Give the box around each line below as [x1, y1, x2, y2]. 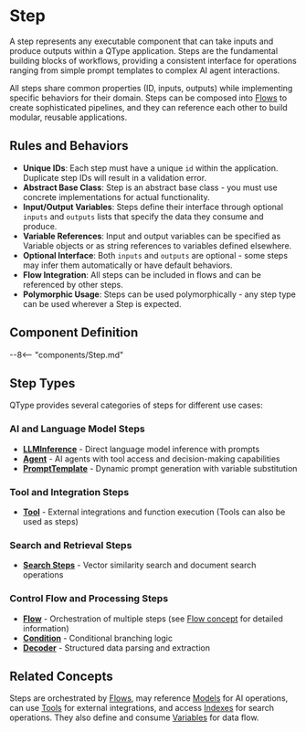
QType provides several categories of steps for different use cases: [9, 399, 263, 411]
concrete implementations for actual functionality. [22, 191, 210, 202]
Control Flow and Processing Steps [9, 592, 169, 605]
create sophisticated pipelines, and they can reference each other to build [9, 101, 288, 112]
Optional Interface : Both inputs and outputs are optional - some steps [22, 249, 289, 260]
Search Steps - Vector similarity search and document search [22, 559, 257, 571]
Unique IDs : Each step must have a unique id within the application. [22, 162, 279, 174]
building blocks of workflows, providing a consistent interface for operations [9, 55, 297, 66]
